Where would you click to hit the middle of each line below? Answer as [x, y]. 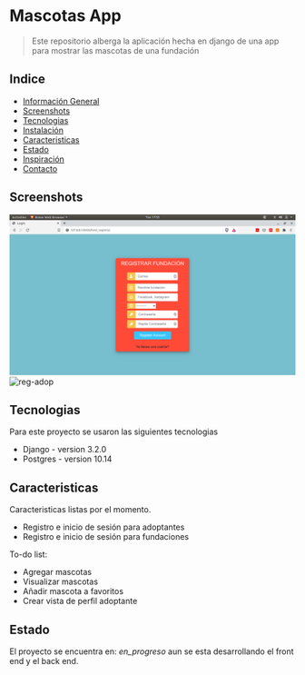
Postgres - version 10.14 [67, 459]
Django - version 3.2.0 [64, 450]
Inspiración [44, 159]
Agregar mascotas [57, 572]
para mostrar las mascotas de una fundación [115, 50]
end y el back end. [44, 661]
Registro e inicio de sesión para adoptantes [103, 527]
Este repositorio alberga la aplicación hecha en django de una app [155, 41]
